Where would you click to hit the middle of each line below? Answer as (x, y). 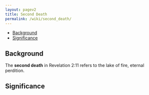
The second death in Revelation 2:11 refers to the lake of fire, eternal (75, 65)
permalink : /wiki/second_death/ (38, 19)
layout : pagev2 (21, 10)
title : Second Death (26, 14)
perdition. (15, 71)
